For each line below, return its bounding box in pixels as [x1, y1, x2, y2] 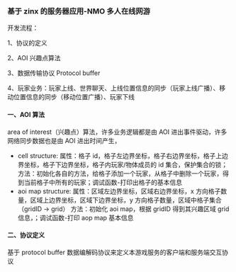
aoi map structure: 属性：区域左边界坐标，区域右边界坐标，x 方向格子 [17, 186, 221, 195]
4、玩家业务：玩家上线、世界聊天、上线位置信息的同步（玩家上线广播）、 [7, 84, 220, 93]
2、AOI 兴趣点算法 [7, 54, 62, 62]
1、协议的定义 [7, 39, 47, 47]
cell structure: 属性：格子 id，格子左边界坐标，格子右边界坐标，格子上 [17, 151, 223, 160]
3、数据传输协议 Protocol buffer [7, 69, 101, 77]
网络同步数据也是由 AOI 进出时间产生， [7, 136, 121, 144]
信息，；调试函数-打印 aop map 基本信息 [17, 213, 134, 222]
